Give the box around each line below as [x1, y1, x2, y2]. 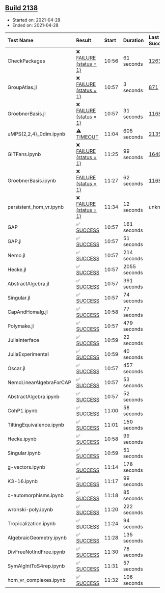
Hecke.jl [7, 266, 27, 273]
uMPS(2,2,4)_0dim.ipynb [7, 130, 65, 137]
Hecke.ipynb [7, 435, 37, 442]
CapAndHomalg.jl [7, 308, 48, 315]
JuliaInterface [7, 336, 39, 343]
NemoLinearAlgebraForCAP [7, 379, 72, 386]
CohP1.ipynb [7, 407, 38, 414]
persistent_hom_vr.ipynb [7, 203, 64, 210]
